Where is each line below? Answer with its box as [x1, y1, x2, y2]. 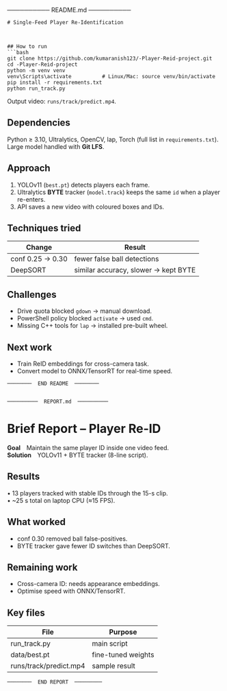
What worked [7, 516, 66, 528]
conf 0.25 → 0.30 [10, 254, 68, 263]
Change [26, 243, 53, 253]
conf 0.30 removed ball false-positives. [16, 535, 128, 543]
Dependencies [7, 117, 70, 129]
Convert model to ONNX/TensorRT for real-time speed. [16, 367, 173, 375]
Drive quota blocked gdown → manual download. [16, 307, 152, 315]
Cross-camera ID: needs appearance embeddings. [16, 580, 161, 588]
